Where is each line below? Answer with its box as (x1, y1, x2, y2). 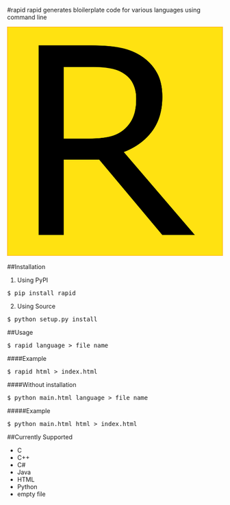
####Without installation (7, 380, 77, 388)
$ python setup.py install (7, 315, 98, 323)
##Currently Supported (7, 432, 73, 441)
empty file (16, 490, 46, 498)
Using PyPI (16, 276, 49, 284)
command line (7, 13, 47, 21)
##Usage (7, 328, 34, 336)
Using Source (16, 302, 56, 310)
